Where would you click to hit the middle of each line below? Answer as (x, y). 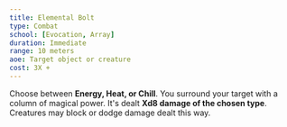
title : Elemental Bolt (52, 18)
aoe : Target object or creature (70, 59)
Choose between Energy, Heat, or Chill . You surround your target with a (143, 93)
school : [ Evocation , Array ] (62, 34)
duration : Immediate (48, 43)
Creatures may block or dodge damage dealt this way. (110, 113)
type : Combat (34, 26)
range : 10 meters (42, 51)
